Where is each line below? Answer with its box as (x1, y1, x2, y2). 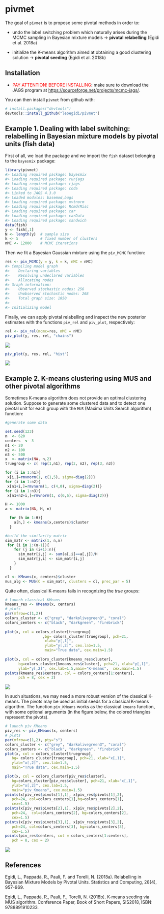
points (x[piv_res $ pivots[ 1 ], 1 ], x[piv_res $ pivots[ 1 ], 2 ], (5, 792, 124, 797)
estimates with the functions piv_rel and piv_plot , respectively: (5, 319, 135, 325)
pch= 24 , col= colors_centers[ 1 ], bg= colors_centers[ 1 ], (11, 797, 124, 802)
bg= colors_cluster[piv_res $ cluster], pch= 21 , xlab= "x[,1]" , (11, 778, 137, 783)
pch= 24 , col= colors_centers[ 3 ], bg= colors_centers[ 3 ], (11, 824, 126, 829)
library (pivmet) (5, 167, 38, 173)
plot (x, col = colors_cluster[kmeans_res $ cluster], (5, 656, 113, 662)
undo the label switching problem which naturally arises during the (12, 29, 147, 35)
